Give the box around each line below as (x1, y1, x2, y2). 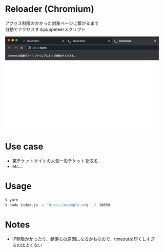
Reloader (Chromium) (5, 3, 94, 15)
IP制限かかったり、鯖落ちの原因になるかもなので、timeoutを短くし (12, 236, 146, 242)
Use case (5, 141, 43, 152)
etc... (12, 163, 23, 170)
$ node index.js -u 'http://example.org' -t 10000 (5, 202, 110, 207)
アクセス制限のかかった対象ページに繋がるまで (5, 20, 99, 26)
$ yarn (5, 198, 19, 202)
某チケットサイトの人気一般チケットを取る (12, 158, 98, 164)
